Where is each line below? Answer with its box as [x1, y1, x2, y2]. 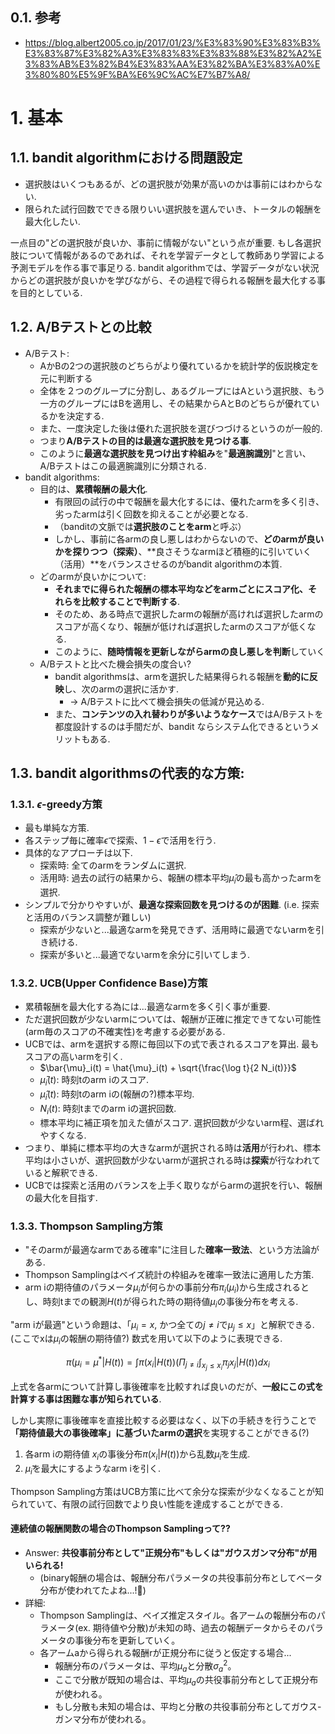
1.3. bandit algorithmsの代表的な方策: [10, 765, 245, 782]
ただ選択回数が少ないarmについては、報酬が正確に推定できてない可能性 [24, 1013, 322, 1025]
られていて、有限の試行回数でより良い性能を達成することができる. [10, 1498, 283, 1510]
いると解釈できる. [24, 1166, 98, 1178]
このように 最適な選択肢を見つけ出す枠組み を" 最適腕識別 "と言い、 [39, 447, 312, 459]
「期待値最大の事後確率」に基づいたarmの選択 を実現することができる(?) [10, 1427, 310, 1439]
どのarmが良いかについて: [39, 570, 147, 582]
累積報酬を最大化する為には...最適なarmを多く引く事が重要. [24, 1001, 271, 1013]
